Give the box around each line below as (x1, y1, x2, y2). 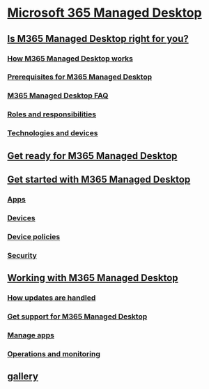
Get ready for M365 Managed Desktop (7, 150, 178, 162)
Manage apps (7, 330, 54, 340)
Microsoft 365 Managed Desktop (7, 5, 202, 21)
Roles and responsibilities (7, 109, 96, 119)
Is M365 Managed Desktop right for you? (7, 33, 189, 45)
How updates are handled (7, 293, 96, 303)
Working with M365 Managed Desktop (7, 272, 179, 284)
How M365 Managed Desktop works (7, 54, 134, 63)
